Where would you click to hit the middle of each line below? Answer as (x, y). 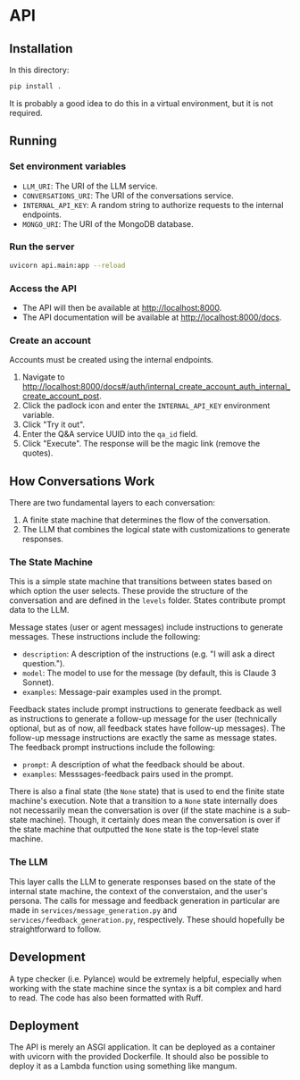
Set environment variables (68, 166)
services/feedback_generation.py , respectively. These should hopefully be (147, 919)
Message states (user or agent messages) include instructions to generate (146, 627)
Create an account (50, 340)
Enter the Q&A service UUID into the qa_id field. (110, 434)
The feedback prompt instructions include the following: (112, 748)
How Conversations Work (82, 481)
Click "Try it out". (54, 424)
